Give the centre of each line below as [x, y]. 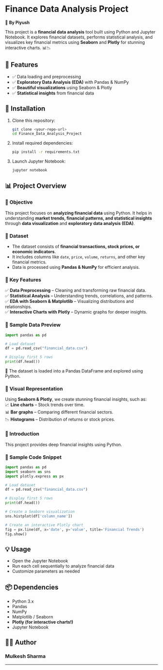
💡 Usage [18, 549]
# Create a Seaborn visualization [40, 512]
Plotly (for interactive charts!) [43, 622]
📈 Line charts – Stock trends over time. [45, 405]
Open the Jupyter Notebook [40, 561]
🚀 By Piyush [17, 22]
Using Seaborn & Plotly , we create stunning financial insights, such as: [76, 399]
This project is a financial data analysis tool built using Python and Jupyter [80, 32]
